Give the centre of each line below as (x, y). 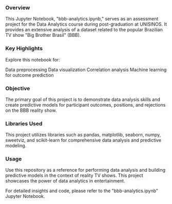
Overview (18, 8)
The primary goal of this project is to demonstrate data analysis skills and (83, 99)
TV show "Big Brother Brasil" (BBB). (43, 35)
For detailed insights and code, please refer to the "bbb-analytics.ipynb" (82, 191)
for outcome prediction (30, 75)
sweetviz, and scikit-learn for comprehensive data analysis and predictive (83, 140)
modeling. (16, 146)
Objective (18, 88)
